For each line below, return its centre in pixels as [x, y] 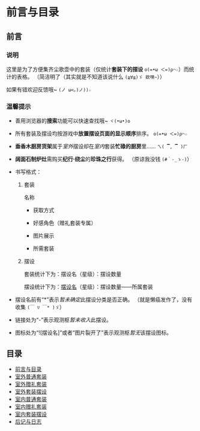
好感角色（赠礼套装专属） [65, 223]
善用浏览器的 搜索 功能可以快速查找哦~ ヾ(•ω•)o [72, 121]
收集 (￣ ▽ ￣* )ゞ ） [40, 307]
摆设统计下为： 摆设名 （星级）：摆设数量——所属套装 [88, 287]
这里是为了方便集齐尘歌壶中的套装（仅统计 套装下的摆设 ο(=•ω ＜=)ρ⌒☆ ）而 [98, 69]
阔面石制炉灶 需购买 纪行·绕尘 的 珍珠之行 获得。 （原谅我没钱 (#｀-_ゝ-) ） [104, 159]
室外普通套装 [31, 376]
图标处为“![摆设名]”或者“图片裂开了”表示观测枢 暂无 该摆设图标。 [93, 333]
